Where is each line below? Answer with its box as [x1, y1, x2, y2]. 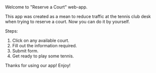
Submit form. [12, 48, 39, 54]
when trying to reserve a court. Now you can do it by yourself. [5, 19, 130, 24]
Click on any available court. [12, 37, 69, 43]
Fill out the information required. [12, 43, 77, 48]
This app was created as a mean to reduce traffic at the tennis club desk [5, 14, 151, 19]
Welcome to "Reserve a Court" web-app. [5, 4, 88, 10]
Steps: [5, 28, 18, 34]
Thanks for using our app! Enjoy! [5, 63, 71, 68]
